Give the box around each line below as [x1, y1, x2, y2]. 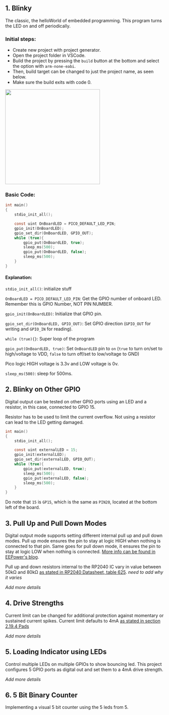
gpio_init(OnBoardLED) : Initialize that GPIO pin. [5, 311, 102, 317]
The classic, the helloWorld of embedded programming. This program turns [5, 17, 162, 23]
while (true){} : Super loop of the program [5, 335, 95, 342]
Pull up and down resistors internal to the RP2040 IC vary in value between [5, 564, 161, 570]
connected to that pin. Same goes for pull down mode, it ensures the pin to [5, 543, 161, 549]
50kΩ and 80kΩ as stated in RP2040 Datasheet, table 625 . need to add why [5, 569, 163, 575]
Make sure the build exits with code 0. [12, 79, 92, 86]
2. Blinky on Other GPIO [5, 385, 81, 394]
